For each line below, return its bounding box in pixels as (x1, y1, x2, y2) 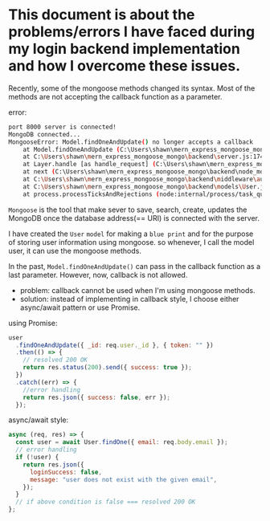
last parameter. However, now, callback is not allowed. (8, 270, 188, 279)
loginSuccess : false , (29, 468, 103, 476)
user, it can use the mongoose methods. (8, 246, 142, 255)
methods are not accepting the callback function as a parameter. (8, 92, 223, 101)
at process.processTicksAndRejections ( (22, 190, 160, 198)
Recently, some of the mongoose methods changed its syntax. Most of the (8, 83, 256, 93)
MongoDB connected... (8, 130, 81, 138)
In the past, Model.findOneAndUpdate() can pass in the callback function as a (8, 261, 261, 271)
